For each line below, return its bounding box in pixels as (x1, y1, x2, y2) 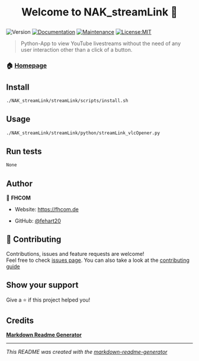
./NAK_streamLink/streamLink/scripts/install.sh (6, 97, 129, 103)
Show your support (6, 280, 79, 290)
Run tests (6, 146, 42, 156)
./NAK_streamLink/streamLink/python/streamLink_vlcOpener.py (6, 130, 161, 136)
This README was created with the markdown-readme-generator (6, 349, 168, 356)
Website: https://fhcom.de (14, 205, 79, 213)
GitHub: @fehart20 (14, 217, 61, 224)
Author (6, 178, 33, 189)
